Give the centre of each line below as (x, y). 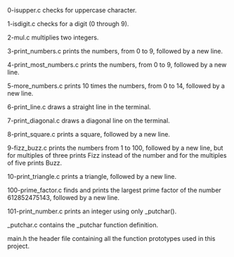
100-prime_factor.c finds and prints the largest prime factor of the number (114, 190)
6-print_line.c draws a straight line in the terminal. (79, 107)
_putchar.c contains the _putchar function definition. (83, 225)
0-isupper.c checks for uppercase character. (72, 10)
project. (19, 246)
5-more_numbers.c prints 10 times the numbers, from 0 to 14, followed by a (116, 86)
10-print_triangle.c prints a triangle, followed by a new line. (92, 176)
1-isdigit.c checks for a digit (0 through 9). (68, 24)
